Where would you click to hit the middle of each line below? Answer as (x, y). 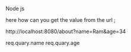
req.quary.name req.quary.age (43, 43)
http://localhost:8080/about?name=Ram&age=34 (66, 31)
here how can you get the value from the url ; (61, 20)
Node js (15, 9)
